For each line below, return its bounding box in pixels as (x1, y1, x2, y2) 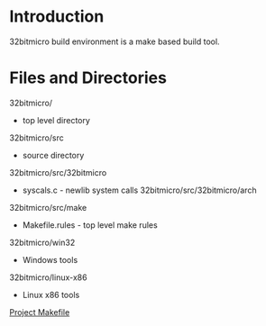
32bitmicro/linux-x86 (9, 272, 87, 283)
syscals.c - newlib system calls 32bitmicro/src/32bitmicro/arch (22, 185, 257, 195)
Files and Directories (9, 68, 167, 88)
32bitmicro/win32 (9, 237, 76, 248)
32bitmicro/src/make (9, 202, 87, 213)
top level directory (22, 114, 90, 125)
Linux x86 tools (22, 289, 80, 300)
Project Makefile (9, 306, 70, 317)
